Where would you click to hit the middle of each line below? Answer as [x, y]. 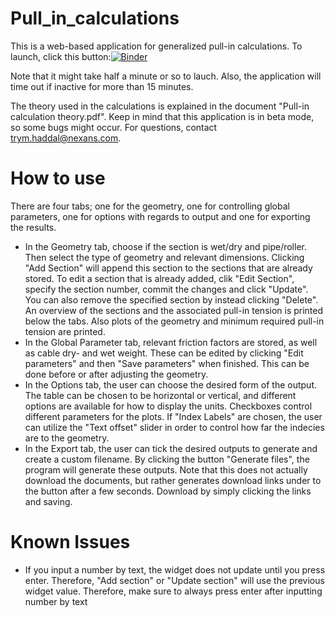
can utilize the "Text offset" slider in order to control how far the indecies [174, 427]
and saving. [48, 501]
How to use [58, 178]
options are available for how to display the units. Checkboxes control [168, 406]
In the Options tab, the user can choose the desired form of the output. [171, 384]
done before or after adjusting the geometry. [116, 374]
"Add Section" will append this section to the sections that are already [168, 268]
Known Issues [70, 542]
